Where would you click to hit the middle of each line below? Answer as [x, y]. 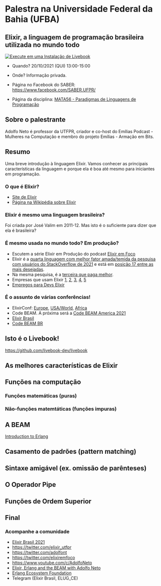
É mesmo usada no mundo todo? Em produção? [62, 243]
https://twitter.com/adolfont [39, 552]
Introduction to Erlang [27, 436]
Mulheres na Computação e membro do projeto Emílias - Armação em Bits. [80, 137]
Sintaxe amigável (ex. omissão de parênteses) [76, 468]
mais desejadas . [28, 269]
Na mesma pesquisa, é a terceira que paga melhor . [63, 274]
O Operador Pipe [31, 485]
